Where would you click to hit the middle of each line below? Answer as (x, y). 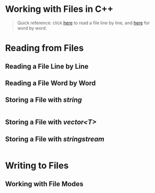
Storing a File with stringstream (55, 139)
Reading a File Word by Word (51, 83)
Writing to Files (37, 166)
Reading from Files (45, 48)
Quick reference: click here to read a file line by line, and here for (83, 23)
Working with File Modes (44, 184)
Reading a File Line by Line (47, 66)
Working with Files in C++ (59, 9)
